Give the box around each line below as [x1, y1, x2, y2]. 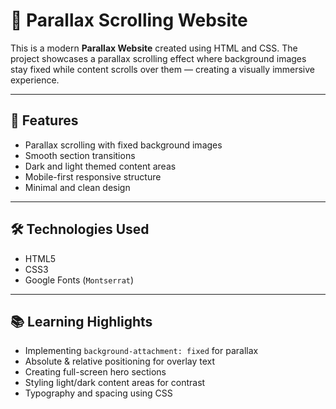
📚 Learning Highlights [10, 313, 153, 330]
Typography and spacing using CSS [24, 387, 173, 399]
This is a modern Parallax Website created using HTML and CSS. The [10, 42, 298, 54]
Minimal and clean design [24, 181, 131, 193]
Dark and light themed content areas [24, 160, 177, 172]
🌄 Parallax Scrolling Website [10, 9, 248, 32]
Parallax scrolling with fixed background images [24, 139, 223, 151]
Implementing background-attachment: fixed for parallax [24, 345, 259, 357]
